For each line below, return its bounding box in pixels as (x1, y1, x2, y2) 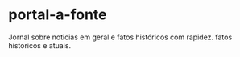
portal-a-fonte (8, 6, 107, 24)
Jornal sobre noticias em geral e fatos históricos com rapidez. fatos (8, 32, 233, 42)
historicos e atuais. (8, 40, 71, 50)
